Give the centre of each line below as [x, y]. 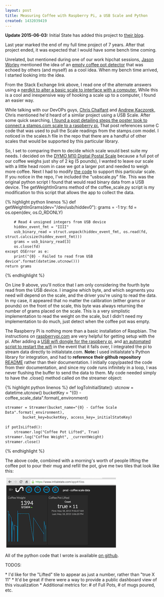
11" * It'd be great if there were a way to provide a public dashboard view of [81, 580]
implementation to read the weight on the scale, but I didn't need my [74, 316]
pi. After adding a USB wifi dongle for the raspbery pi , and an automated [78, 341]
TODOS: [13, 565]
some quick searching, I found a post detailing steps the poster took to [76, 120]
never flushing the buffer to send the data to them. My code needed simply [81, 373]
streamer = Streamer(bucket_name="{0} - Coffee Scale [61, 408]
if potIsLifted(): [24, 427]
